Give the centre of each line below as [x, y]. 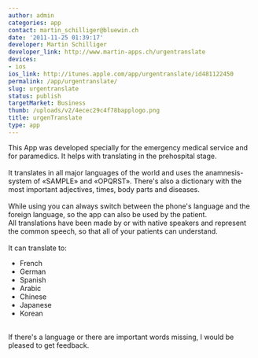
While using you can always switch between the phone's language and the [129, 206]
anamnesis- [224, 172]
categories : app [35, 23]
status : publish [35, 96]
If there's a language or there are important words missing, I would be [121, 337]
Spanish [33, 279]
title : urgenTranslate [45, 118]
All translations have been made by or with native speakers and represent [127, 223]
